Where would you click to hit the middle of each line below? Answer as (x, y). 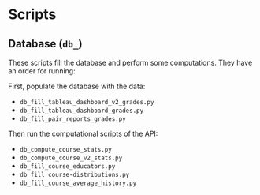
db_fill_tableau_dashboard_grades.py (82, 111)
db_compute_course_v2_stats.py (71, 158)
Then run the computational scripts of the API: (83, 133)
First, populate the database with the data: (77, 86)
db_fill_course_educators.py (67, 167)
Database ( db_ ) (45, 44)
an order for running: (42, 71)
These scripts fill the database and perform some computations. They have (130, 62)
